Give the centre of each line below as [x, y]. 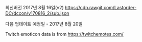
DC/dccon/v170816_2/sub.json [37, 13]
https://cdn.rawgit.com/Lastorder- [101, 7]
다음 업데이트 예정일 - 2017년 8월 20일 [44, 24]
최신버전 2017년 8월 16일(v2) [34, 7]
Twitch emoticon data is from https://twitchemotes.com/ [64, 34]
